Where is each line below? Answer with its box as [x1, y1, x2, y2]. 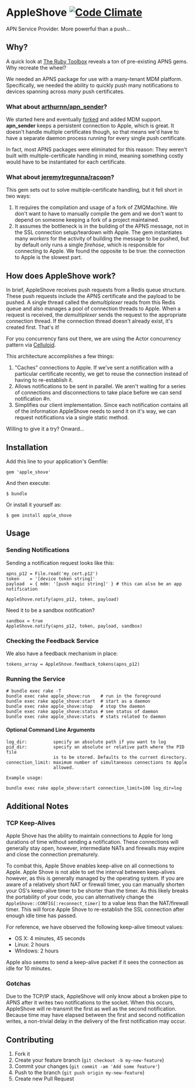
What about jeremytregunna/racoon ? [6, 173, 115, 181]
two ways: [6, 192, 31, 199]
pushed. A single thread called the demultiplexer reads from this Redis [6, 299, 176, 306]
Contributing [6, 1035, 54, 1045]
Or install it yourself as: [6, 501, 61, 508]
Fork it [14, 1050, 30, 1058]
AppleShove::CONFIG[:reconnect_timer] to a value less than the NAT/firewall [6, 900, 189, 907]
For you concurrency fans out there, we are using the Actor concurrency [6, 335, 182, 343]
